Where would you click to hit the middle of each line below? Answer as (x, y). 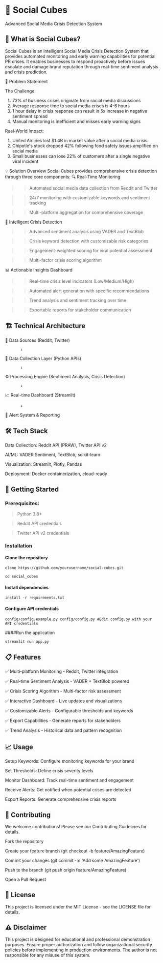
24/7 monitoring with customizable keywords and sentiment (90, 197)
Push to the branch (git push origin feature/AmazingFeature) (66, 870)
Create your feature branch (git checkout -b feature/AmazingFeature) (75, 851)
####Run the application (30, 632)
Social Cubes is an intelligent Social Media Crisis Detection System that (77, 51)
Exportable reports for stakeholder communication (80, 310)
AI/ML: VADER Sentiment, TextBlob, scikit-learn (53, 455)
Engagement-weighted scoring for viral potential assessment (91, 250)
